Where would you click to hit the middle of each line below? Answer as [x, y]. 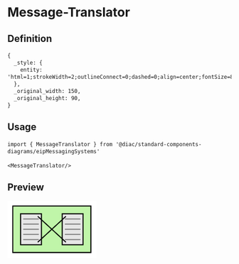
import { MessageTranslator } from [60, 144]
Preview [26, 188]
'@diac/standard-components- [159, 144]
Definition [30, 39]
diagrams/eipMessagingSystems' [54, 151]
